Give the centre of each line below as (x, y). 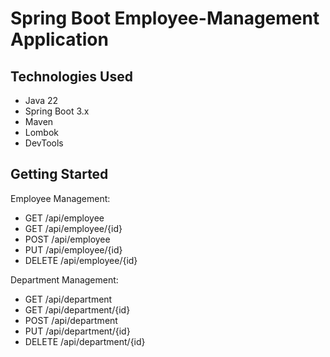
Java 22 (41, 100)
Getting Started (59, 174)
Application (59, 39)
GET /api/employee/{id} (73, 228)
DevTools (44, 143)
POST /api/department (71, 320)
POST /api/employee (67, 239)
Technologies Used (71, 76)
